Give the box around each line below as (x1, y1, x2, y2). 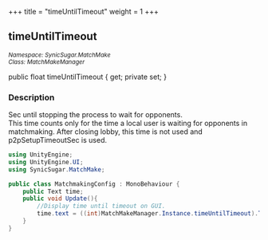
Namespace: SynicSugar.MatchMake (8, 51, 111, 59)
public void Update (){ (22, 195, 98, 203)
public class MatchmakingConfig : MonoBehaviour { (8, 179, 180, 188)
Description (8, 92, 55, 103)
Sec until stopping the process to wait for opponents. (8, 110, 183, 120)
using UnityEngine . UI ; (8, 158, 84, 166)
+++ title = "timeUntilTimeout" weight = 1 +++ (8, 7, 160, 16)
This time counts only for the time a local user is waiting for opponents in (8, 119, 248, 128)
